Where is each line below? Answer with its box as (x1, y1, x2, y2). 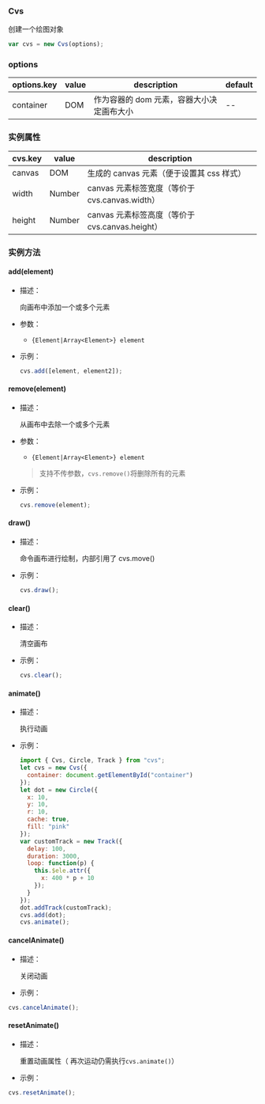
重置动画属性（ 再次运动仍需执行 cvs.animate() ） (19, 1056, 179, 1065)
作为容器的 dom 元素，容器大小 (93, 94, 210, 105)
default (225, 79, 253, 90)
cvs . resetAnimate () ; (8, 1088, 77, 1097)
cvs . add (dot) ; (19, 911, 66, 919)
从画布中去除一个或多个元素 (19, 419, 110, 429)
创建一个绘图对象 (8, 25, 64, 34)
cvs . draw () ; (19, 586, 59, 594)
